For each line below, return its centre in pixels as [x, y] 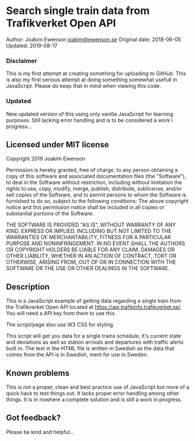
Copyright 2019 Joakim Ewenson [46, 159]
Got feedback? [34, 418]
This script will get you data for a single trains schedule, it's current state [94, 336]
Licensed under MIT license [58, 144]
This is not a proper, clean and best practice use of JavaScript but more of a [98, 387]
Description [28, 287]
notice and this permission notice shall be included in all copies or [85, 207]
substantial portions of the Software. [50, 213]
